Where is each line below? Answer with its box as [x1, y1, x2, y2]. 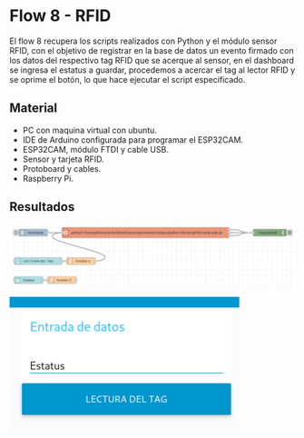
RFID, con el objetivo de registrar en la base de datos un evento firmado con [9, 45, 294, 55]
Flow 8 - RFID [9, 5, 112, 26]
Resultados [9, 199, 75, 214]
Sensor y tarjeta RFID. [22, 154, 104, 164]
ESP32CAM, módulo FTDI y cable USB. [22, 144, 170, 154]
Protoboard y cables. [22, 163, 102, 174]
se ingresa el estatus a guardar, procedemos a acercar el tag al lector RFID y [9, 65, 296, 75]
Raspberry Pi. [22, 173, 74, 184]
